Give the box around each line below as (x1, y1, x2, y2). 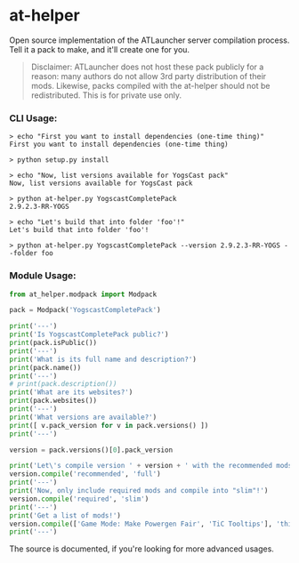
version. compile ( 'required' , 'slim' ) (9, 495, 149, 503)
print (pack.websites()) (9, 397, 98, 406)
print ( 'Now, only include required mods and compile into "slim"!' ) (9, 487, 269, 495)
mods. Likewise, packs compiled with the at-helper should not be (30, 80, 271, 91)
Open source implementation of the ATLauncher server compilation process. (9, 35, 290, 45)
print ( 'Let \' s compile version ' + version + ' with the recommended (9, 462, 273, 471)
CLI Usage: (9, 112, 58, 125)
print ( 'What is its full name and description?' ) (9, 355, 198, 364)
